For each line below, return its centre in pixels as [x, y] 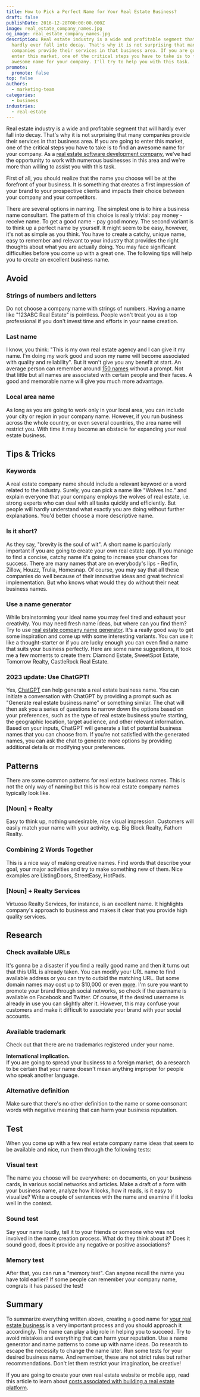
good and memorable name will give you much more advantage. [85, 381]
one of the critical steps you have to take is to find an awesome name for [96, 148]
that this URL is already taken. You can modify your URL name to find [91, 972]
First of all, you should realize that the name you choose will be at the [91, 178]
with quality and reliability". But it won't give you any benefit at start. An [94, 363]
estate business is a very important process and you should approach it [94, 1325]
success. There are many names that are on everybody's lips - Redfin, [92, 563]
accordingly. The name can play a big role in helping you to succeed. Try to [99, 1331]
